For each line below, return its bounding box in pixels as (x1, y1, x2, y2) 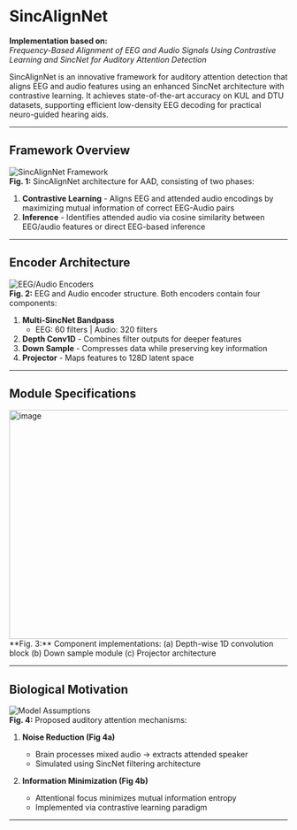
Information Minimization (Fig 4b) (21, 776, 148, 787)
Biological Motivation (9, 681, 129, 696)
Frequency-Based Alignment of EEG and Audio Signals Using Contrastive (9, 44, 277, 55)
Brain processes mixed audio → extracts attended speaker (34, 749, 249, 760)
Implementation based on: (9, 35, 108, 46)
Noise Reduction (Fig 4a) (21, 732, 116, 742)
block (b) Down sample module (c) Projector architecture (9, 648, 217, 658)
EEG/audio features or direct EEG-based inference (21, 221, 206, 232)
